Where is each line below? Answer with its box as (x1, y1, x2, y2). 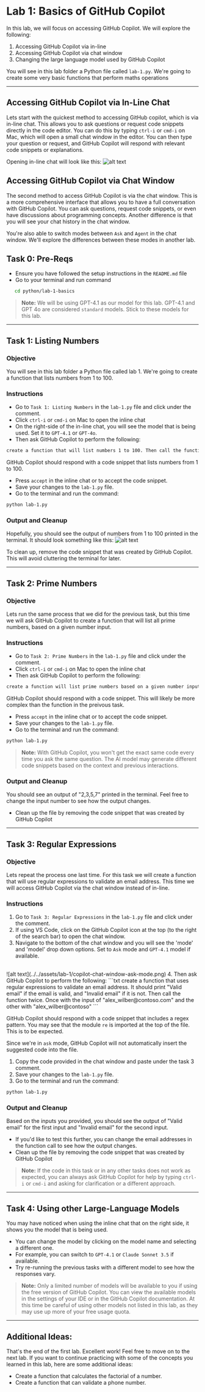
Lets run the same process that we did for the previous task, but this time (6, 610, 190, 618)
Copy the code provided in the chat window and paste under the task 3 (15, 1058, 194, 1066)
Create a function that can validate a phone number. (15, 1379, 146, 1387)
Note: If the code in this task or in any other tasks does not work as (21, 1167, 191, 1174)
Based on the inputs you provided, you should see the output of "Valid (6, 1117, 183, 1125)
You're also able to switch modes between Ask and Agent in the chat (6, 229, 177, 237)
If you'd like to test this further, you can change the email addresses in (15, 1136, 192, 1143)
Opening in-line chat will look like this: (6, 157, 102, 165)
